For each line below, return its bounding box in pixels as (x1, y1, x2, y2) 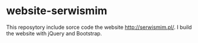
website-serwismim (6, 4, 107, 18)
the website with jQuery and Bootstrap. (6, 29, 103, 37)
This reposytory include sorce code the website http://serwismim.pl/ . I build (6, 24, 192, 31)
